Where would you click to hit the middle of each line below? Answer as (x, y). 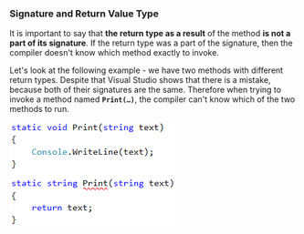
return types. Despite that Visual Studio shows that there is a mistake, (140, 80)
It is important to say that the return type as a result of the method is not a (150, 34)
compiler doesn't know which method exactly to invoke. (114, 53)
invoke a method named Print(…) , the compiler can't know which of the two (152, 99)
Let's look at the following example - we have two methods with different (147, 70)
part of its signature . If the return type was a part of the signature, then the (152, 43)
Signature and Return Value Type (84, 14)
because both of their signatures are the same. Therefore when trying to (145, 90)
